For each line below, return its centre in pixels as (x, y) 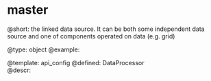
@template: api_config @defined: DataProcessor (76, 62)
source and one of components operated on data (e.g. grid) (91, 36)
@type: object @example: (44, 49)
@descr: (19, 70)
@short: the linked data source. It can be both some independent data (106, 29)
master (28, 10)
